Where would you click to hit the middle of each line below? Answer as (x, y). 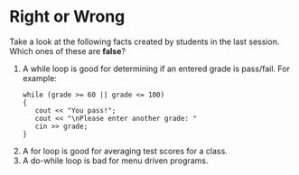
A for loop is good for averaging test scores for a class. (125, 151)
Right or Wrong (67, 17)
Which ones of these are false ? (68, 51)
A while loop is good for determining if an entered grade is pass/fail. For (156, 69)
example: (39, 78)
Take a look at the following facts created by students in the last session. (145, 41)
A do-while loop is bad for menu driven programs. (115, 161)
